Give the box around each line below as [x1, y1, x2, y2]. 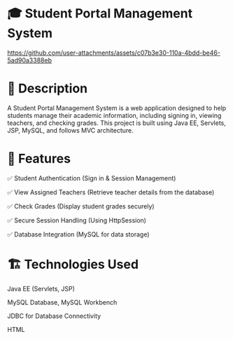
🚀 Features [7, 151, 71, 167]
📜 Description [7, 81, 88, 97]
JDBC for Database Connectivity [7, 312, 101, 320]
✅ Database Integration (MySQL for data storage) [7, 230, 150, 239]
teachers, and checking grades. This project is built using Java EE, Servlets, [7, 119, 226, 127]
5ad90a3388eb [7, 55, 52, 64]
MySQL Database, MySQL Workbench [7, 298, 118, 306]
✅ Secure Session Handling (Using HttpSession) [7, 215, 147, 225]
